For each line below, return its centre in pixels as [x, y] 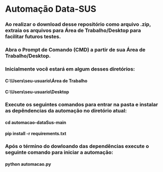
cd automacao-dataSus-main [36, 122]
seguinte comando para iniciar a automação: [59, 152]
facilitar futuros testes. [33, 37]
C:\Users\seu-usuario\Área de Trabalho [46, 81]
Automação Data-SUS [51, 9]
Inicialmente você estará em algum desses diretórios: [70, 69]
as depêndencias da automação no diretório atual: [66, 111]
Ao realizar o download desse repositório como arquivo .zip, [78, 25]
